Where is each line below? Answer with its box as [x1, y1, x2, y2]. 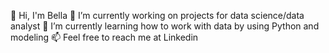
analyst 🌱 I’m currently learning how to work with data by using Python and [10, 20, 320, 32]
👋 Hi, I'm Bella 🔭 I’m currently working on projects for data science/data [10, 10, 305, 21]
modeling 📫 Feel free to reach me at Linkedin [10, 31, 199, 43]
